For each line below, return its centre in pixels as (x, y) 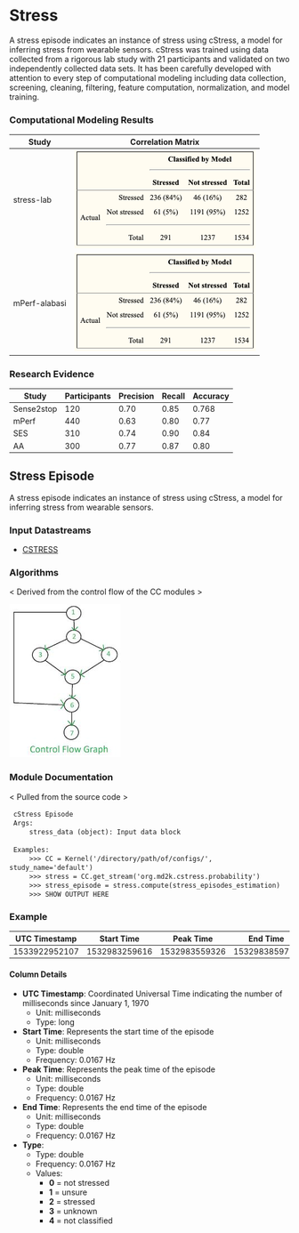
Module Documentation (61, 778)
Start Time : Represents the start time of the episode (118, 1032)
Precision (137, 396)
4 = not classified (81, 1221)
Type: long (55, 1022)
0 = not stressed (79, 1183)
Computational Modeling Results (81, 119)
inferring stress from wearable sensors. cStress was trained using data (139, 49)
